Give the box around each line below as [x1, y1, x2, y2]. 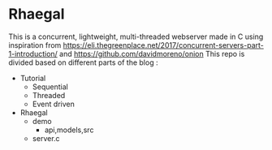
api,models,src [44, 125, 94, 135]
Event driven [32, 99, 75, 109]
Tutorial [19, 73, 46, 83]
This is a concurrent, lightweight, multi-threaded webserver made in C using [8, 32, 264, 41]
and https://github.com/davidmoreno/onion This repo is [59, 49, 245, 58]
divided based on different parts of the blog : [8, 58, 158, 67]
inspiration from [8, 40, 62, 49]
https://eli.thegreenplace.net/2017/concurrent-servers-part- [63, 40, 264, 49]
